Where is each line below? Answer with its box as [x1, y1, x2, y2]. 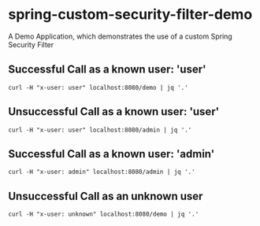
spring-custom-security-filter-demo [8, 6, 253, 24]
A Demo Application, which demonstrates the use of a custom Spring [8, 31, 232, 41]
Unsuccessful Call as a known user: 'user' [8, 105, 220, 119]
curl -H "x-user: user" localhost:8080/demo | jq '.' [8, 83, 189, 91]
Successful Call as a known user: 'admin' [8, 147, 215, 161]
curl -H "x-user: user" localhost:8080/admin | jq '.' [8, 126, 192, 134]
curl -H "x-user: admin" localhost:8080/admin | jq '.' [8, 168, 195, 176]
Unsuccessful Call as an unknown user [8, 189, 203, 202]
